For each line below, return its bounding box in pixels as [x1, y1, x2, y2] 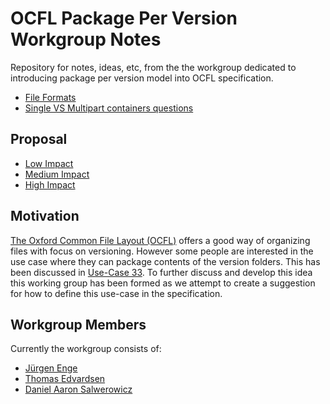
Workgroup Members [10, 316, 147, 333]
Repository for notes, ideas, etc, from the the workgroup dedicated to [10, 61, 297, 73]
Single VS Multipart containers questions [24, 102, 194, 114]
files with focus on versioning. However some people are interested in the [10, 245, 314, 257]
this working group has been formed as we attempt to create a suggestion [10, 277, 316, 289]
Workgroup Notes [10, 28, 162, 51]
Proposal [10, 131, 68, 148]
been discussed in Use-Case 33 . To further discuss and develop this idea [10, 266, 313, 278]
